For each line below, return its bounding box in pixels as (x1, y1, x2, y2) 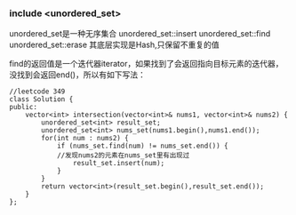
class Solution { (9, 95, 74, 104)
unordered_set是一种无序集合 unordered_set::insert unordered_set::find (9, 28, 271, 39)
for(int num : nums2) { (41, 134, 129, 143)
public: (9, 103, 38, 112)
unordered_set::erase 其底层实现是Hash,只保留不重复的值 (9, 39, 220, 51)
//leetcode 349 (9, 87, 66, 96)
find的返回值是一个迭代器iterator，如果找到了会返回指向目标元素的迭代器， (9, 59, 284, 69)
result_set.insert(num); (72, 159, 165, 168)
